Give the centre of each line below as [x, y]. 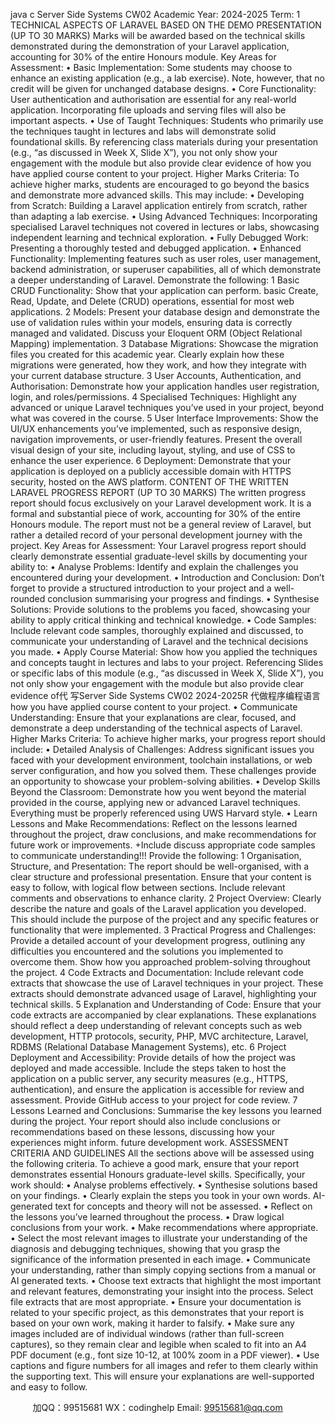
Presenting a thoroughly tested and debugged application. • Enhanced [156, 248]
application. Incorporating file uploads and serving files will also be [148, 110]
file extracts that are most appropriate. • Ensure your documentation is [156, 1302]
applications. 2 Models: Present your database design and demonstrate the [165, 312]
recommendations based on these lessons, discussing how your [143, 1132]
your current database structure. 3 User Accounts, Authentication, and [156, 375]
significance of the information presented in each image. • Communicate [160, 1259]
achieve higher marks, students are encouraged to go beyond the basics [160, 184]
